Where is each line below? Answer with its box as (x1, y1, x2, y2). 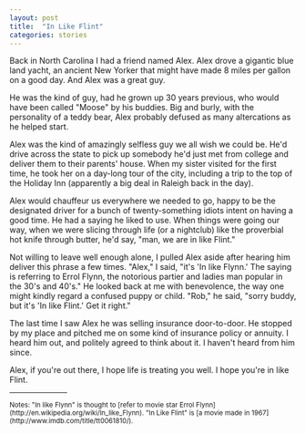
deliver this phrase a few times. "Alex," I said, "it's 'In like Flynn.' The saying (9, 262, 292, 273)
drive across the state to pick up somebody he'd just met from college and (9, 149, 290, 160)
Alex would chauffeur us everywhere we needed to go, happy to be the (9, 195, 276, 206)
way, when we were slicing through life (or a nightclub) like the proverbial (9, 224, 284, 235)
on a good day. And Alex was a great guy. (9, 75, 166, 86)
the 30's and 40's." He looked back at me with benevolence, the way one (9, 281, 285, 292)
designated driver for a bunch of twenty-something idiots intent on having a (9, 205, 294, 216)
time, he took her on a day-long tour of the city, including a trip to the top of (9, 168, 293, 179)
